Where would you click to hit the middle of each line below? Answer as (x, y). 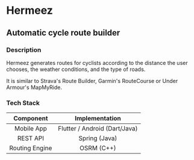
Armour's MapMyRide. (34, 87)
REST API (30, 138)
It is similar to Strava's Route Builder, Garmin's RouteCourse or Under (92, 81)
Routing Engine (31, 148)
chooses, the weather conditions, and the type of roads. (76, 69)
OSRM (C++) (98, 148)
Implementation (98, 118)
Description (24, 50)
